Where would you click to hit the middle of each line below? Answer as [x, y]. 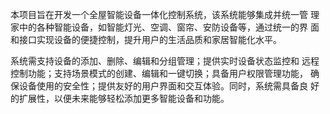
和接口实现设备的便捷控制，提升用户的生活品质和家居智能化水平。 [146, 39]
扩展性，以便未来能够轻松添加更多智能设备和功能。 [124, 98]
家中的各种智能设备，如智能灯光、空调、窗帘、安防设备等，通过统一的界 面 [165, 27]
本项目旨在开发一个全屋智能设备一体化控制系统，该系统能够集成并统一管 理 [165, 14]
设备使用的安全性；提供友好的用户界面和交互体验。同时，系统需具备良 [163, 86]
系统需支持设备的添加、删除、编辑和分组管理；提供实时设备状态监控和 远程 [165, 61]
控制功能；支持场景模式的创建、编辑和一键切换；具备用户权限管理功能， [159, 73]
